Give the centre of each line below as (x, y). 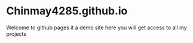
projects (16, 33)
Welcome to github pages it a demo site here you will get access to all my (96, 27)
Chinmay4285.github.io (67, 11)
